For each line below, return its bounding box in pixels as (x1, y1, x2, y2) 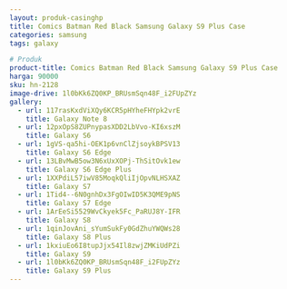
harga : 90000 (9, 72, 59, 82)
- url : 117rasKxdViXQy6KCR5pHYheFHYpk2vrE (17, 105, 181, 115)
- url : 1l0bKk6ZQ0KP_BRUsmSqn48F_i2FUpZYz (17, 258, 181, 267)
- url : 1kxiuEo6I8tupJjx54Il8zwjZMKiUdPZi (17, 241, 181, 250)
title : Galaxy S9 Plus (25, 266, 112, 275)
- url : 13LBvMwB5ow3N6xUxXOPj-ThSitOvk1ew (17, 156, 181, 165)
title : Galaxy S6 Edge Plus (25, 164, 132, 174)
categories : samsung (9, 30, 88, 39)
